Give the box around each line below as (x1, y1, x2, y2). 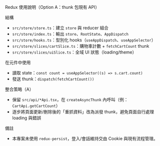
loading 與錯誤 (12, 115, 41, 121)
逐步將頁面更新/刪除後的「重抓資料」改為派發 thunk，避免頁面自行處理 (12, 109, 154, 114)
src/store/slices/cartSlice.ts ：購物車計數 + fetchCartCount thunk (12, 43, 149, 49)
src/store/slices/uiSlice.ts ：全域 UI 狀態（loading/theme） (12, 49, 137, 55)
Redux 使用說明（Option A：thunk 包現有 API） (5, 4, 100, 10)
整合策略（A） (5, 87, 34, 92)
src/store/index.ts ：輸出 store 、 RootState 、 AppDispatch (12, 31, 129, 36)
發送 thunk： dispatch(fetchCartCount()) (12, 76, 94, 82)
